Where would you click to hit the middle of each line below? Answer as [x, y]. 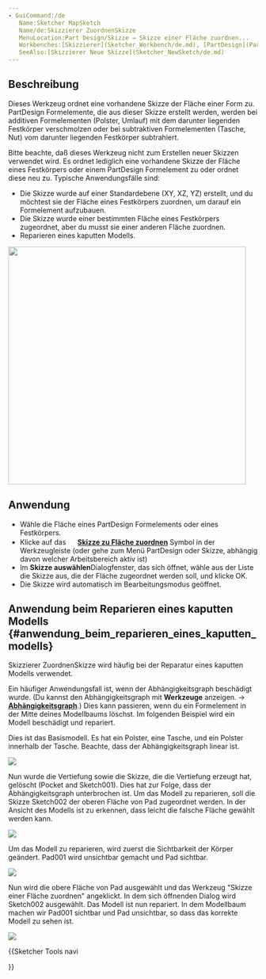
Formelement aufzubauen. [63, 210]
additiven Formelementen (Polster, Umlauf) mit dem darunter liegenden [124, 120]
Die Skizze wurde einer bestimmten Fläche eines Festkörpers [120, 218]
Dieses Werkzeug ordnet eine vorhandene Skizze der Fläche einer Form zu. [131, 103]
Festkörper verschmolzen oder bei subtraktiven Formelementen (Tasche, [127, 128]
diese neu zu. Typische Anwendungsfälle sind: [84, 178]
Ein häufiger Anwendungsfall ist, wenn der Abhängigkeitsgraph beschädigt [130, 689]
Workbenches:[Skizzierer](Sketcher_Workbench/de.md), [109, 45]
